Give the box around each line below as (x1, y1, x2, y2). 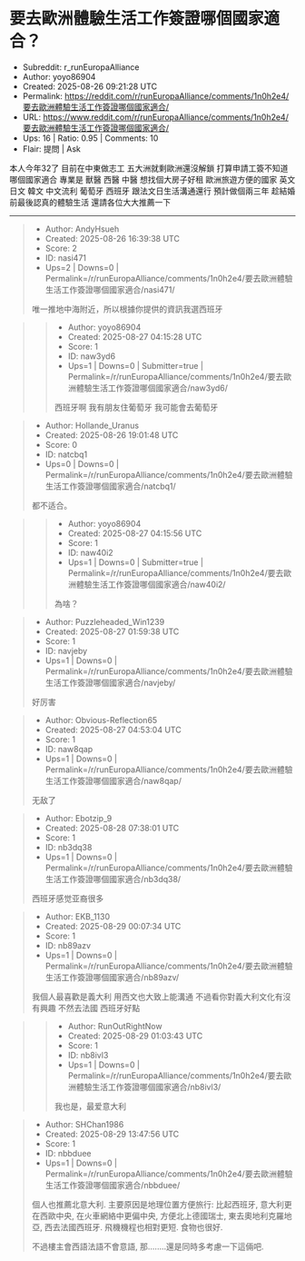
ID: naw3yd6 (67, 351, 116, 362)
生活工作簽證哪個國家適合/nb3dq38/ (44, 873, 182, 884)
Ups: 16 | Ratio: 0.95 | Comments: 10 (22, 133, 159, 144)
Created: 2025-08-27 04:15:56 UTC (67, 528, 202, 539)
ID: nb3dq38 (44, 841, 93, 852)
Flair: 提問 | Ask (22, 143, 82, 154)
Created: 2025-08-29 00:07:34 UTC (44, 920, 182, 931)
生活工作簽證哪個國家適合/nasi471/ (44, 283, 175, 295)
